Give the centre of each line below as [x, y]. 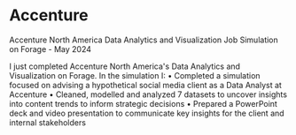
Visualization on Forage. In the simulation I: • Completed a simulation [135, 75]
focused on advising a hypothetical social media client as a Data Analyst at [145, 85]
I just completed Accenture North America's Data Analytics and [125, 66]
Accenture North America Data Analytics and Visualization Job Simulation [144, 40]
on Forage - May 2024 [50, 49]
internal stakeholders [48, 122]
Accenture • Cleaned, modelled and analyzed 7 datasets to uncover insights [148, 94]
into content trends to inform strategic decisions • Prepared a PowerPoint [143, 103]
